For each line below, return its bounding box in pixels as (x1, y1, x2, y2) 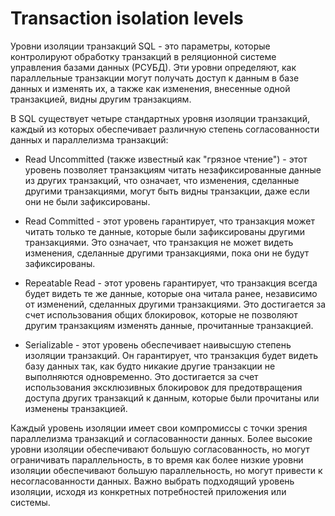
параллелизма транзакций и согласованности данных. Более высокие (10, 432, 313, 444)
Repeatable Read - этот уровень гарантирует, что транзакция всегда (24, 277, 318, 289)
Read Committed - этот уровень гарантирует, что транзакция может (24, 215, 315, 227)
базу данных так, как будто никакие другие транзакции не (24, 360, 276, 372)
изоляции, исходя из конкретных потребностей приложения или (10, 485, 287, 497)
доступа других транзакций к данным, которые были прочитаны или (24, 392, 320, 404)
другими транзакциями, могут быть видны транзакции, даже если (24, 185, 310, 197)
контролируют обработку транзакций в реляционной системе (10, 50, 277, 62)
